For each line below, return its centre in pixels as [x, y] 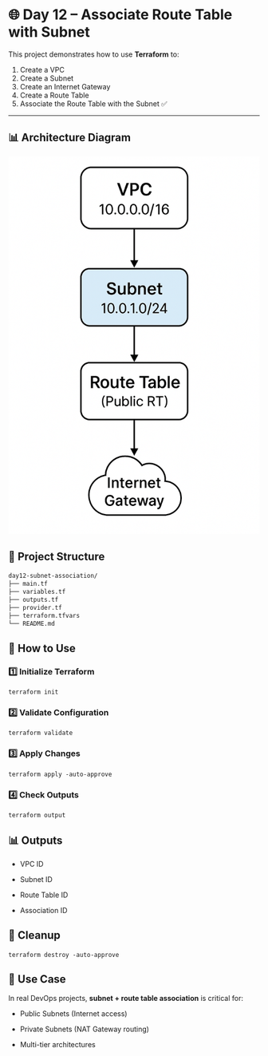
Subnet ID [36, 879]
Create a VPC [42, 69]
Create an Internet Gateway [65, 86]
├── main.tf [28, 584]
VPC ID [32, 864]
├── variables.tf [37, 592]
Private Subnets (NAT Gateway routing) [85, 1029]
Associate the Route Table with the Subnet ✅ [93, 103]
